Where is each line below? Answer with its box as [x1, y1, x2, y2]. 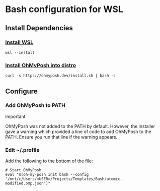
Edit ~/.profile [5, 146, 40, 153]
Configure [5, 87, 38, 95]
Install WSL [5, 39, 34, 46]
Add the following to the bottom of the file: [5, 158, 93, 164]
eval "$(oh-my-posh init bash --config [5, 172, 89, 177]
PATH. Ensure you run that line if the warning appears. [5, 134, 118, 140]
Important [5, 113, 26, 119]
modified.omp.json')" [5, 181, 51, 186]
